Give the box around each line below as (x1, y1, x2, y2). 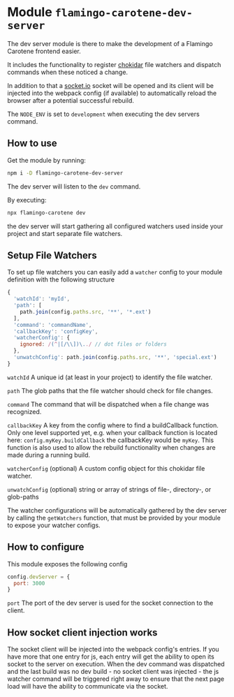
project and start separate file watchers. (7, 229, 123, 237)
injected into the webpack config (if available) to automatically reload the (7, 89, 217, 97)
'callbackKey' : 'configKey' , (13, 328, 98, 335)
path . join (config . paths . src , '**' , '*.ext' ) (20, 308, 152, 315)
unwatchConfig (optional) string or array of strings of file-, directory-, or (7, 485, 212, 493)
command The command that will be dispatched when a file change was (7, 399, 210, 409)
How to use (7, 138, 57, 149)
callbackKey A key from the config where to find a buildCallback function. (7, 420, 219, 430)
